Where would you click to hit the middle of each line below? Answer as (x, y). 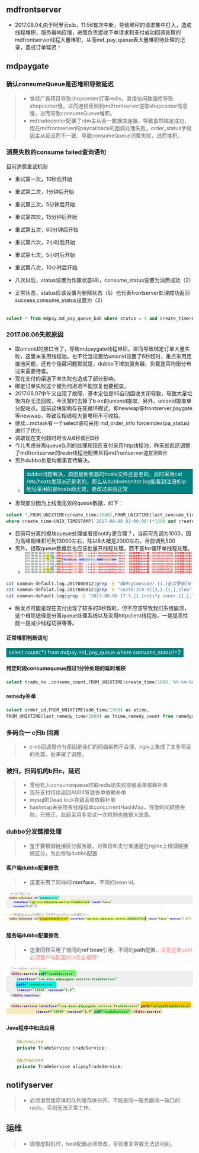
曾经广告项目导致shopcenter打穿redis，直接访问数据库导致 (101, 98)
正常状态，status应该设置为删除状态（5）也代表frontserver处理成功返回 (102, 292)
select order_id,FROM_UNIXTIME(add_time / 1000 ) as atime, (78, 710)
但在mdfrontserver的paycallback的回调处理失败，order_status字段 (110, 128)
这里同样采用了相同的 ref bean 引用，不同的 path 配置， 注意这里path (111, 950)
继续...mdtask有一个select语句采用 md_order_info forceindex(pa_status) (102, 423)
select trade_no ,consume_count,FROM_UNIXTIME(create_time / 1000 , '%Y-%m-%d (100, 682)
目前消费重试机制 (27, 166)
